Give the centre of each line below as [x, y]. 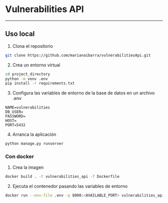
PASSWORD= [15, 117]
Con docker [19, 157]
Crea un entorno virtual [36, 65]
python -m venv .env [27, 79]
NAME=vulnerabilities [28, 108]
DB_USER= [14, 112]
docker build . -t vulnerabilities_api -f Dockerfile [62, 177]
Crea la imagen [28, 167]
